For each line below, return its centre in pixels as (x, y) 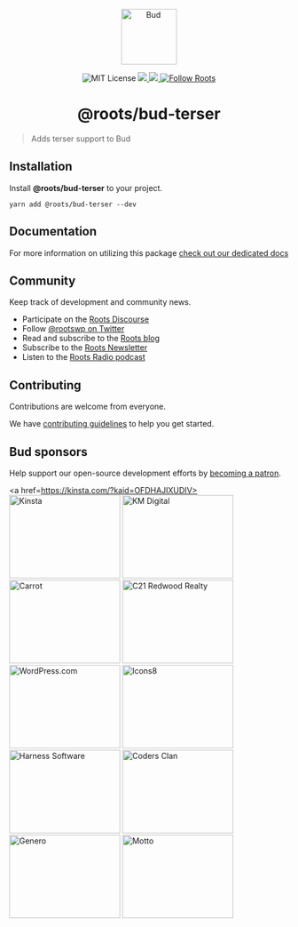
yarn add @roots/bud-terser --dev (73, 204)
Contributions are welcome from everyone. (88, 407)
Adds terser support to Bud (81, 139)
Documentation (53, 232)
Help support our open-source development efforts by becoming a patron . (145, 473)
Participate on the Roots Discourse (85, 319)
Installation (41, 167)
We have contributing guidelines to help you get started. (112, 424)
